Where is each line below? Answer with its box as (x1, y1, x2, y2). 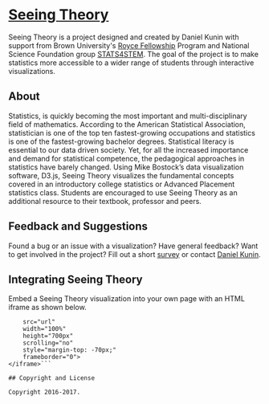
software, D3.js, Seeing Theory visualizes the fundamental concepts (8, 170, 234, 180)
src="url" (22, 318, 56, 326)
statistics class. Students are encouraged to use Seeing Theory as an (8, 187, 238, 198)
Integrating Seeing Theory (8, 272, 143, 286)
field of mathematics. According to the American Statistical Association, (8, 119, 247, 129)
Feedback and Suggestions (8, 219, 149, 234)
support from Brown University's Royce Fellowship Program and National (8, 40, 250, 50)
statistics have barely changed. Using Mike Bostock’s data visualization (8, 162, 244, 172)
